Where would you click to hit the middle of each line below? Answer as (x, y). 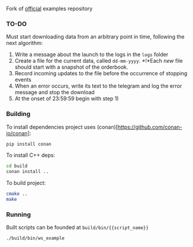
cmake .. (17, 194)
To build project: (26, 183)
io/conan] (18, 133)
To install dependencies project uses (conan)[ (62, 127)
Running (19, 214)
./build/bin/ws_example (36, 238)
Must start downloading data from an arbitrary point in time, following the (95, 37)
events (23, 80)
